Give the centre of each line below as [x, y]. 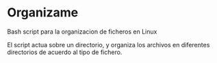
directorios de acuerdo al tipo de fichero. [65, 52]
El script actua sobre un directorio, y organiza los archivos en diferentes [108, 45]
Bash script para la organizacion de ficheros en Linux [82, 32]
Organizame [43, 13]
